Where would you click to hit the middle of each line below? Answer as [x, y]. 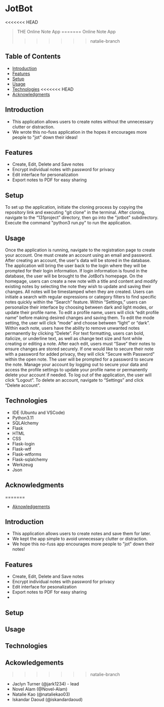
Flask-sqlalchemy [30, 459]
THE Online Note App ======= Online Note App [66, 31]
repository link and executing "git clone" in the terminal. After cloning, [75, 212]
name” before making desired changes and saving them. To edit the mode [80, 317]
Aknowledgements [31, 506]
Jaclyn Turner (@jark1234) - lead [46, 684]
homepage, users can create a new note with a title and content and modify [81, 281]
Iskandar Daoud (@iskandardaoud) [47, 700]
